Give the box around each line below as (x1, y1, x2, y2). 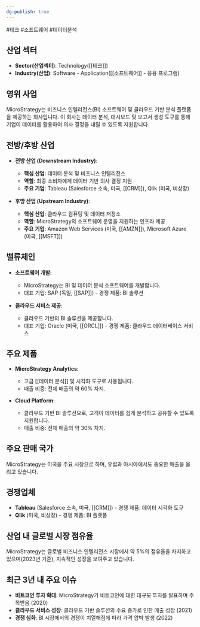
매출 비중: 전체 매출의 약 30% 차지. (23, 424, 106, 431)
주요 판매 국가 (6, 444, 54, 454)
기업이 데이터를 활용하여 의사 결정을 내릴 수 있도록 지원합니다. (6, 121, 150, 128)
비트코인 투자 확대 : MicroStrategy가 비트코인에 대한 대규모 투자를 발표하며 (14, 591, 188, 599)
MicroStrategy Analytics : (14, 365, 79, 372)
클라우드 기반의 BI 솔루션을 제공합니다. (23, 314, 113, 322)
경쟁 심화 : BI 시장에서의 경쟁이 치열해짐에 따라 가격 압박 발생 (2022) (14, 614, 173, 621)
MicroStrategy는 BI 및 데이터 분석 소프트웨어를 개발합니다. (23, 281, 161, 289)
